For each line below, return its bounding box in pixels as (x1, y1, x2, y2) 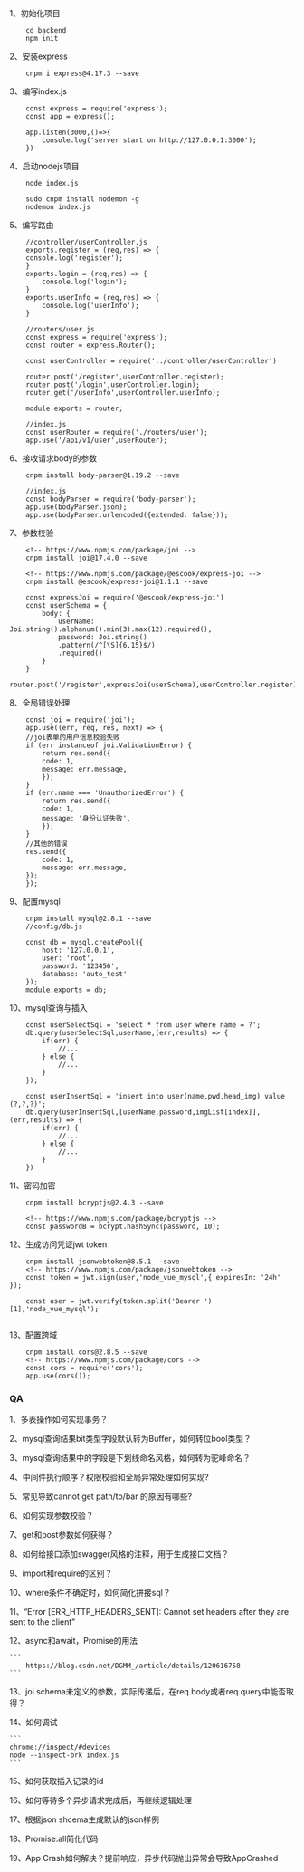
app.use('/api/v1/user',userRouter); (25, 436, 168, 445)
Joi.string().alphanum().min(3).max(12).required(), (9, 625, 213, 634)
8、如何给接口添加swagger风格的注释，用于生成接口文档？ (9, 1549, 229, 1560)
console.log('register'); (25, 254, 124, 263)
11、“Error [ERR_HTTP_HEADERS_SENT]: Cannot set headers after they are (9, 1607, 290, 1618)
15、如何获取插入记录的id (9, 1776, 104, 1787)
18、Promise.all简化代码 (9, 1833, 99, 1845)
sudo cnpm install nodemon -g (25, 195, 140, 204)
